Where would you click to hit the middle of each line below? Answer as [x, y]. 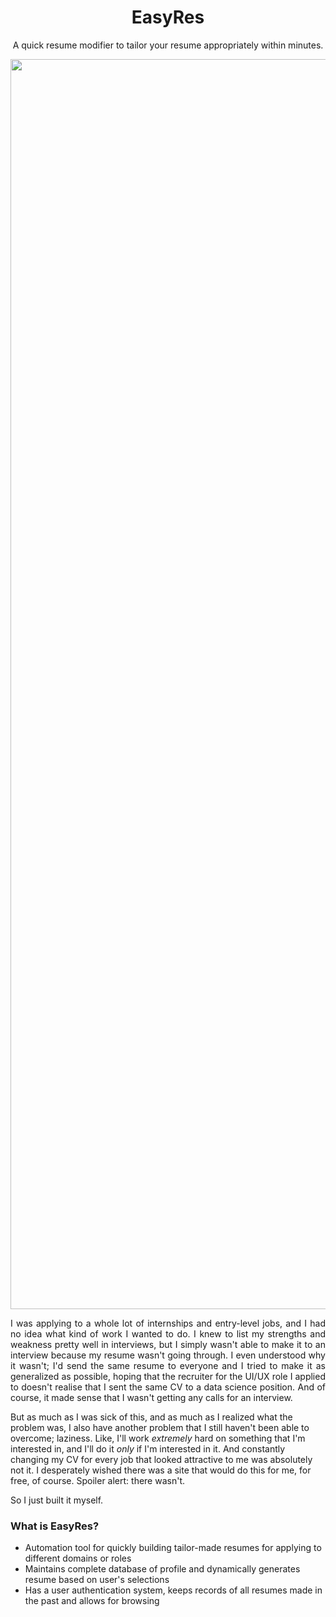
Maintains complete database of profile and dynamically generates [162, 1569]
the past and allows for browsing [92, 1601]
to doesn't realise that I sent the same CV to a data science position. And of [168, 1387]
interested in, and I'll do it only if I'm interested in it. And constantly [148, 1448]
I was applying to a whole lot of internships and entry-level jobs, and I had [168, 1323]
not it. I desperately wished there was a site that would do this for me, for [161, 1470]
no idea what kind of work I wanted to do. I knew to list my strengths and [168, 1333]
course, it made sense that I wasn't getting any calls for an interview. [151, 1397]
